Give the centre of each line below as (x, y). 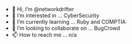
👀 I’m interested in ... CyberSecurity (56, 15)
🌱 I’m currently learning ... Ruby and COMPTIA (69, 22)
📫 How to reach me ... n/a (44, 35)
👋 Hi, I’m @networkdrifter (43, 9)
